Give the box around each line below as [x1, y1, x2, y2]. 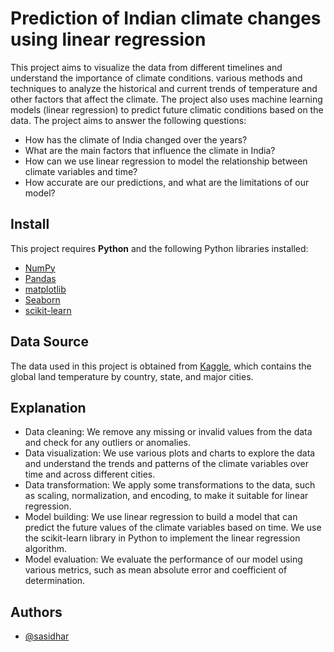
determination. [24, 575, 86, 587]
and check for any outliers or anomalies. [24, 437, 192, 449]
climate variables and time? [24, 165, 138, 177]
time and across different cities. [24, 468, 156, 481]
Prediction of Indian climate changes [10, 7, 322, 30]
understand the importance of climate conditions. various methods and [10, 72, 303, 84]
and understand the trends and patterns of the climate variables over [24, 458, 309, 470]
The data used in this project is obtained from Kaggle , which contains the [10, 360, 312, 372]
